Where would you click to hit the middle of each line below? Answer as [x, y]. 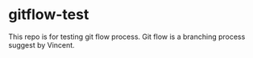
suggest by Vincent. [41, 44]
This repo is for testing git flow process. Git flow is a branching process [127, 37]
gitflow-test [49, 15]
